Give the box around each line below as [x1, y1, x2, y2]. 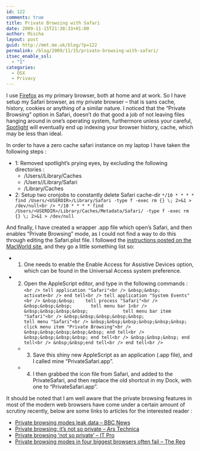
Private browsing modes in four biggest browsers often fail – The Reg [14, 438, 186, 446]
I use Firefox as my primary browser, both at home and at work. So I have [6, 92, 186, 99]
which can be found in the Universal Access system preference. [23, 267, 181, 275]
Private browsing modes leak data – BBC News [14, 419, 131, 426]
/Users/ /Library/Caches [23, 172, 82, 179]
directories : [14, 166, 45, 173]
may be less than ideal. [6, 130, 63, 138]
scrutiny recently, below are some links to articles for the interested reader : [6, 407, 192, 415]
